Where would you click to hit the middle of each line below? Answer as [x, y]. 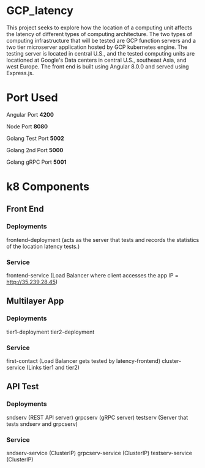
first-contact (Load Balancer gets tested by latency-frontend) [84, 361]
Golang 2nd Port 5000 [35, 150]
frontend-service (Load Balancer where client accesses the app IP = [92, 276]
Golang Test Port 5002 [35, 138]
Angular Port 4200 [30, 114]
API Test [23, 386]
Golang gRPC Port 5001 [36, 162]
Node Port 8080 [27, 126]
